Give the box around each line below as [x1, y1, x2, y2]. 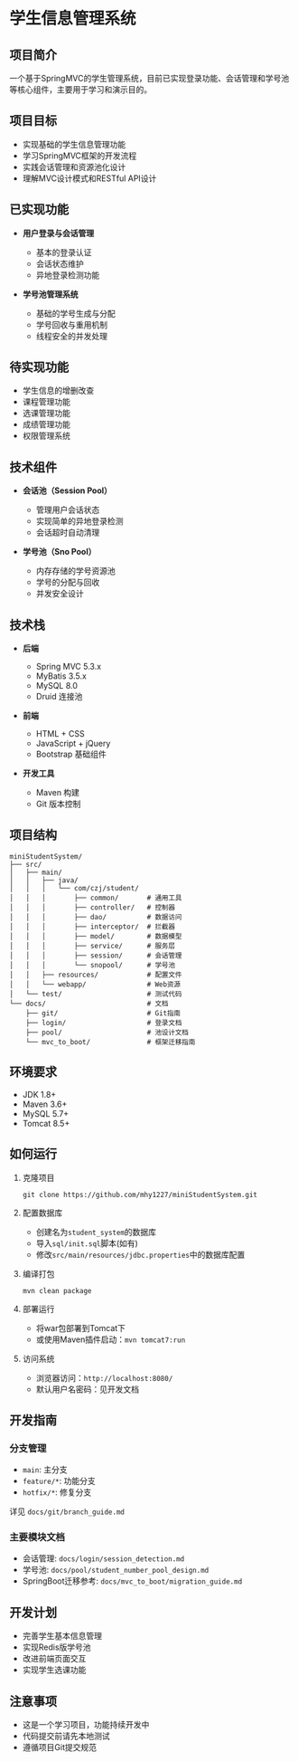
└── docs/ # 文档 [9, 999, 169, 1008]
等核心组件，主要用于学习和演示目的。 [9, 84, 152, 95]
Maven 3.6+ [22, 1099, 68, 1109]
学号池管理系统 [22, 289, 79, 300]
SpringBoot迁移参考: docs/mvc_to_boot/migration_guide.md [22, 1575, 243, 1586]
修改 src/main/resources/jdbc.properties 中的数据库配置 [35, 1249, 246, 1260]
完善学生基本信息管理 [22, 1631, 102, 1642]
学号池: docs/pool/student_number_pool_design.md [22, 1565, 210, 1575]
